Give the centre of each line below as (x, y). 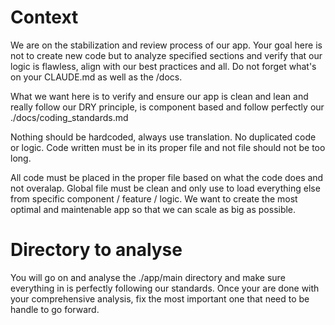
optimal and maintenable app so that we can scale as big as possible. (153, 209)
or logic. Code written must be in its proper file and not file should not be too (168, 147)
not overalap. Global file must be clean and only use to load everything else (165, 188)
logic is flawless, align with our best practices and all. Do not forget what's (163, 66)
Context (44, 17)
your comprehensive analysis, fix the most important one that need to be (160, 298)
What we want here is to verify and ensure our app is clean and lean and (159, 96)
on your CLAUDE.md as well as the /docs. (96, 77)
